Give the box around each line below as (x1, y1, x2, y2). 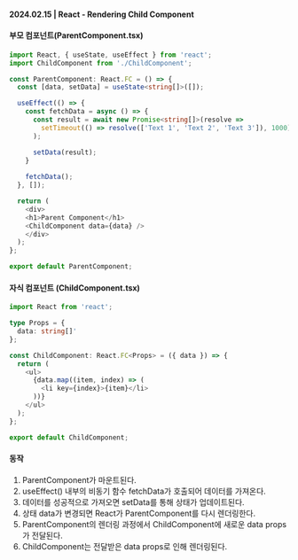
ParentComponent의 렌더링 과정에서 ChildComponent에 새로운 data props (21, 518, 286, 529)
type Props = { (9, 319, 66, 328)
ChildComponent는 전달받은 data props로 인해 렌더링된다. (21, 541, 228, 551)
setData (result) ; (32, 148, 98, 157)
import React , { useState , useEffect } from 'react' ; (9, 51, 213, 59)
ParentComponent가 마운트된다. (21, 474, 137, 485)
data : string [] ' (17, 327, 77, 336)
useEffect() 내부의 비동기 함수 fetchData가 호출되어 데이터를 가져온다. (21, 486, 266, 496)
